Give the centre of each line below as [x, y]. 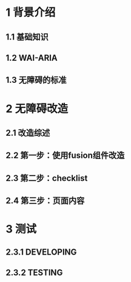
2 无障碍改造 [37, 109]
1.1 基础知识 [27, 37]
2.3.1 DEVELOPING [41, 252]
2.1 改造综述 [28, 132]
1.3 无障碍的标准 [36, 80]
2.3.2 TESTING [34, 273]
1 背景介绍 [31, 12]
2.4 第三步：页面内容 [45, 201]
